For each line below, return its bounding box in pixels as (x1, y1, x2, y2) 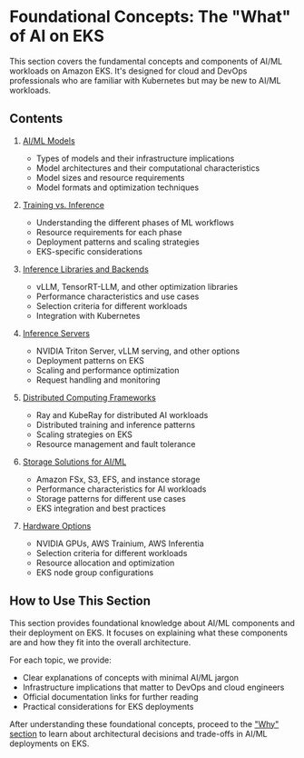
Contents (9, 111, 64, 126)
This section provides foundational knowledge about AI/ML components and (9, 617, 295, 628)
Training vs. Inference (22, 199, 104, 210)
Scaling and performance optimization (35, 364, 180, 375)
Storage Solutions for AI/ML (22, 456, 127, 467)
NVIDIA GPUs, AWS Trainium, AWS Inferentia (35, 538, 204, 549)
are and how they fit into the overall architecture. (9, 636, 191, 647)
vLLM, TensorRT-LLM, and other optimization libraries (35, 281, 239, 292)
